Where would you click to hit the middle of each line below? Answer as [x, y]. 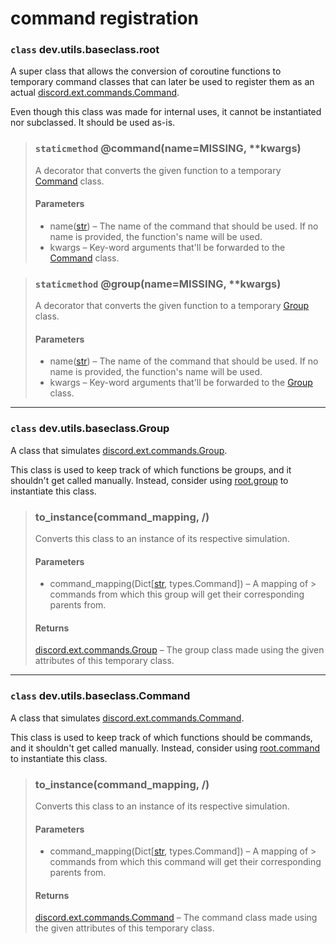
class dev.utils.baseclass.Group [90, 429]
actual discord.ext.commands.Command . [95, 93]
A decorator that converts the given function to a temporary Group [172, 306]
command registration [105, 18]
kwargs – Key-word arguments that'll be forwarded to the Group [181, 383]
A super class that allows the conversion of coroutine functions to [146, 71]
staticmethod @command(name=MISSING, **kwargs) [168, 149]
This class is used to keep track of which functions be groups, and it [151, 469]
